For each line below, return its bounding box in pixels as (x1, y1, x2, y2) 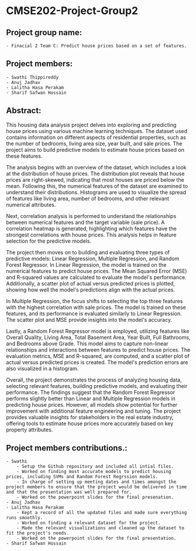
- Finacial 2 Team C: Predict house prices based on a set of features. (6, 43, 187, 49)
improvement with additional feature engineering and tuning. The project (6, 407, 181, 414)
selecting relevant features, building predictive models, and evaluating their (6, 382, 188, 389)
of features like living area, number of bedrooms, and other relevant (6, 195, 170, 202)
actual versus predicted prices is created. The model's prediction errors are (6, 359, 188, 366)
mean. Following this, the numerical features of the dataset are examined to (6, 182, 188, 189)
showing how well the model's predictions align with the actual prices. (6, 286, 176, 293)
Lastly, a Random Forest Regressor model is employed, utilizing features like (6, 327, 190, 335)
